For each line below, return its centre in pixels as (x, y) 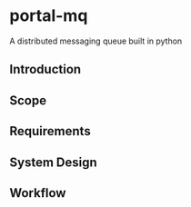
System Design (53, 162)
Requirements (50, 131)
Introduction (45, 69)
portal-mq (49, 16)
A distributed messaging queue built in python (96, 41)
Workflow (38, 193)
